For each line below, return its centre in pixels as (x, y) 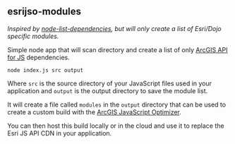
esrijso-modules (44, 12)
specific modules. (33, 36)
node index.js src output (45, 70)
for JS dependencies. (39, 57)
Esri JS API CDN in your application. (60, 133)
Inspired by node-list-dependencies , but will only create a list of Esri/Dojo (114, 28)
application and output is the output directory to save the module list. (108, 90)
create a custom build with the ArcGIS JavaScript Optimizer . (95, 112)
